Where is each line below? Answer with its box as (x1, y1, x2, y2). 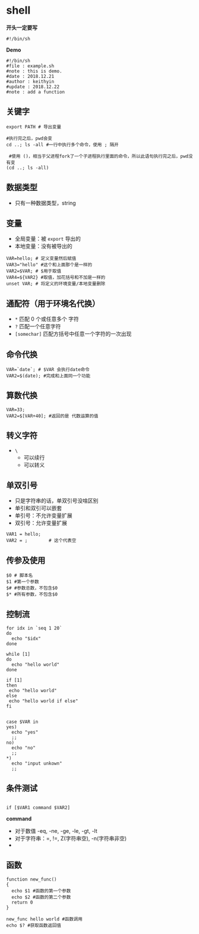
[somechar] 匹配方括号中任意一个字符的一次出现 (14, 331, 132, 338)
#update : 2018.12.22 (6, 84, 60, 90)
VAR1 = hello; (6, 532, 42, 537)
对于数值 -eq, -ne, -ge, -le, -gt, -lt (14, 827, 98, 834)
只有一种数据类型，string (14, 199, 76, 206)
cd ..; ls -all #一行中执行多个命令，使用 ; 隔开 (6, 141, 119, 147)
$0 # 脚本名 (6, 573, 33, 578)
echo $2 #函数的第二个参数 (11, 894, 71, 900)
